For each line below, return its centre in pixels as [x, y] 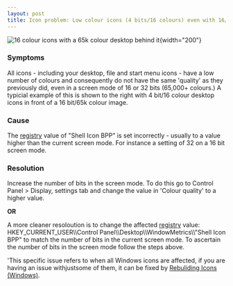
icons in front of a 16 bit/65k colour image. [68, 102]
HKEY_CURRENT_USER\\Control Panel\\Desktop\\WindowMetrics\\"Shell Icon [116, 233]
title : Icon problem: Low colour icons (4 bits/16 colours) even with [111, 20]
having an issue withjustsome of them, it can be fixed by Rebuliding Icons [112, 268]
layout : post [26, 14]
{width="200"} [181, 40]
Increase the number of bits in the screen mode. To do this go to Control [110, 183]
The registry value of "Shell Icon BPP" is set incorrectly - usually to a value [114, 135]
